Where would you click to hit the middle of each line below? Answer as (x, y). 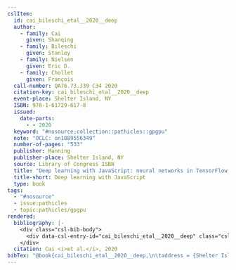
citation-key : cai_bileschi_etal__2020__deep (81, 92)
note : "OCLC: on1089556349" (55, 138)
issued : (25, 112)
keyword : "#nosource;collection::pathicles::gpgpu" (91, 131)
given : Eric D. (48, 66)
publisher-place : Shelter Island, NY (69, 158)
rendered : (22, 217)
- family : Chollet (47, 72)
